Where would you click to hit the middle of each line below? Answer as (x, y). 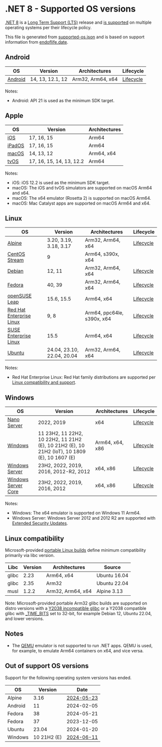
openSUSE (20, 296)
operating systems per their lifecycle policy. (48, 27)
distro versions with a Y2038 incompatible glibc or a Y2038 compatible (76, 608)
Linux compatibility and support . (44, 382)
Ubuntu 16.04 (112, 575)
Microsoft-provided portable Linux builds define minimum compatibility (75, 550)
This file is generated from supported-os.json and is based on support (75, 37)
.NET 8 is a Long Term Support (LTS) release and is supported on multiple (78, 22)
